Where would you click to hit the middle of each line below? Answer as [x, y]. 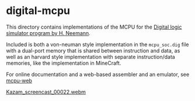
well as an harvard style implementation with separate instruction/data [90, 57]
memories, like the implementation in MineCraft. [64, 63]
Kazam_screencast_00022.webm [46, 92]
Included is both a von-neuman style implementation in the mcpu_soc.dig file [97, 44]
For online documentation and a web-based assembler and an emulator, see [98, 74]
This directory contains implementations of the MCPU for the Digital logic [94, 27]
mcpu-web [19, 81]
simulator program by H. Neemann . [48, 33]
